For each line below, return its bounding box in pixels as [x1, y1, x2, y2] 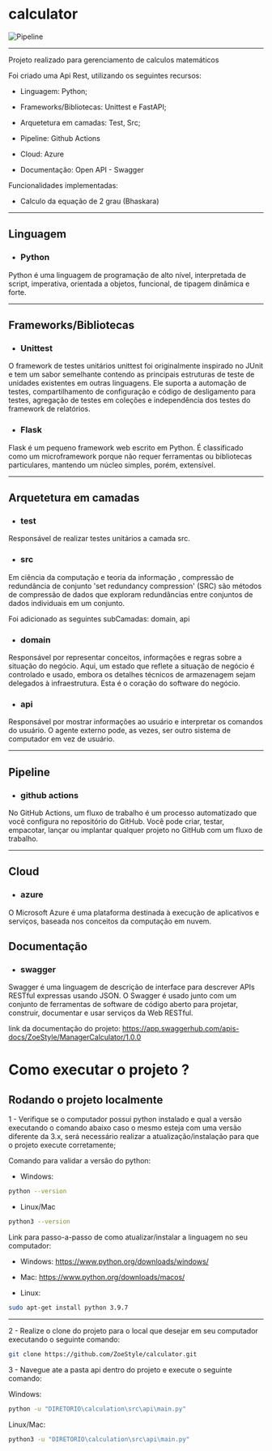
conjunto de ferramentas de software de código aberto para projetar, [8, 1000, 239, 1009]
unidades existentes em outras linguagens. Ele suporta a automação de [8, 378, 247, 388]
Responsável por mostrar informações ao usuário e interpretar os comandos [8, 717, 263, 727]
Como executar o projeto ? [8, 1061, 190, 1079]
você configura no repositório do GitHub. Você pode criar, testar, [8, 816, 225, 826]
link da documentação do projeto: [8, 1024, 121, 1034]
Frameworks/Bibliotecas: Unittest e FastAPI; [19, 102, 168, 112]
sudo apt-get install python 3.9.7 [8, 1304, 129, 1312]
